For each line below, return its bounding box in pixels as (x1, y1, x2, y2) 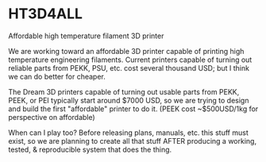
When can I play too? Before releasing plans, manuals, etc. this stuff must (8, 128, 249, 137)
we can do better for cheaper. (8, 71, 106, 81)
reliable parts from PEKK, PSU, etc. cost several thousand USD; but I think (8, 63, 250, 72)
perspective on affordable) (8, 112, 95, 121)
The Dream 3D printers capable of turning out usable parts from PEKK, (8, 87, 240, 96)
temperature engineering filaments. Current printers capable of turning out (8, 55, 253, 64)
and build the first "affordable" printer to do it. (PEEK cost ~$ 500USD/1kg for (8, 104, 259, 114)
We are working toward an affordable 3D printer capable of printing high (8, 46, 245, 56)
